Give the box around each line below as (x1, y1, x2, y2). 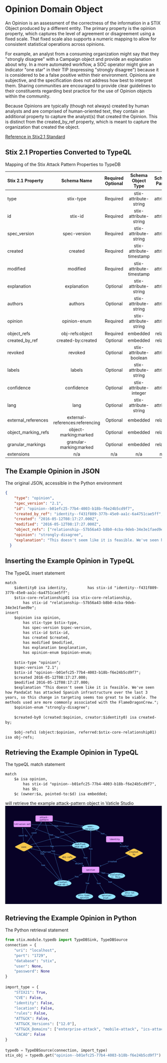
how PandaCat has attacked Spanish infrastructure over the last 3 (5, 690, 148, 695)
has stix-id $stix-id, (23, 630, 70, 635)
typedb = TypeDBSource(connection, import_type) (5, 1048, 108, 1053)
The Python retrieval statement (5, 927, 69, 933)
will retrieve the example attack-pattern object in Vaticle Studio (5, 800, 134, 806)
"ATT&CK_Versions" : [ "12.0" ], (14, 1022, 77, 1027)
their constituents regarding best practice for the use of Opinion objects (5, 88, 153, 94)
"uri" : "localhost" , (14, 948, 57, 953)
